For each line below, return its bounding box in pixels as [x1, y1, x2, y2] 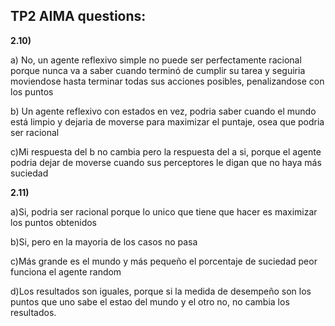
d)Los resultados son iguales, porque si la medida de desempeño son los [10, 285, 312, 297]
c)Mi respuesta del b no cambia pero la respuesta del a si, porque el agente [10, 145, 322, 158]
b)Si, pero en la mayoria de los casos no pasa [10, 235, 198, 248]
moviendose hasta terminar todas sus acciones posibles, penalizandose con [10, 75, 325, 87]
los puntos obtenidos [10, 216, 97, 228]
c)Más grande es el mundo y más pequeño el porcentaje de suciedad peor [10, 255, 318, 267]
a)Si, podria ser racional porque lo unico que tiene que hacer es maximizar [10, 205, 318, 218]
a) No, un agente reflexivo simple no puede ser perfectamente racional [10, 54, 302, 66]
